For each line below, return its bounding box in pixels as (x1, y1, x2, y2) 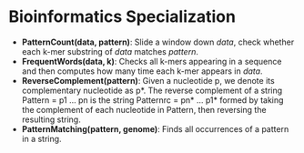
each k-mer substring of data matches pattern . (21, 46, 199, 56)
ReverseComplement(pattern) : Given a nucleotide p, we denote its (21, 75, 275, 86)
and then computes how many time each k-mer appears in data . (21, 66, 263, 76)
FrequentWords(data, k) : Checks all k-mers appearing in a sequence (21, 56, 282, 66)
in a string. (21, 133, 62, 144)
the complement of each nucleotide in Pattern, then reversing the (21, 104, 267, 115)
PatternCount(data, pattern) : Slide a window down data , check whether (21, 36, 295, 47)
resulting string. (21, 114, 81, 125)
